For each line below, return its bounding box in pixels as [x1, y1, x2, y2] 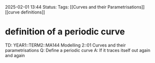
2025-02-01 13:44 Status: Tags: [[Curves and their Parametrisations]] [5, 4, 145, 10]
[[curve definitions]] [5, 9, 45, 15]
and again [5, 52, 25, 58]
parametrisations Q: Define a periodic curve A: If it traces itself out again [5, 47, 151, 53]
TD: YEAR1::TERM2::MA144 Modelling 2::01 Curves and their [5, 42, 126, 48]
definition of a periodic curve [5, 26, 125, 37]
